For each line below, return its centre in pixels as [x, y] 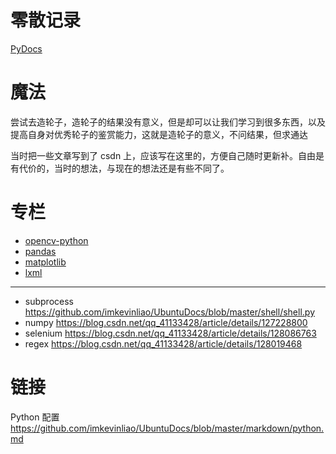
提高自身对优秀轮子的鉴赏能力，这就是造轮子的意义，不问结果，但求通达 [159, 134]
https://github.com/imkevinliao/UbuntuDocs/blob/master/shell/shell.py [169, 312]
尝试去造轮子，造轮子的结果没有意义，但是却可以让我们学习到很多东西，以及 [168, 122]
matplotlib [45, 262]
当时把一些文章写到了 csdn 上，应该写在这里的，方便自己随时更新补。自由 [163, 155]
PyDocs [26, 48]
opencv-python [56, 240]
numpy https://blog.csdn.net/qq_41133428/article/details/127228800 [166, 322]
